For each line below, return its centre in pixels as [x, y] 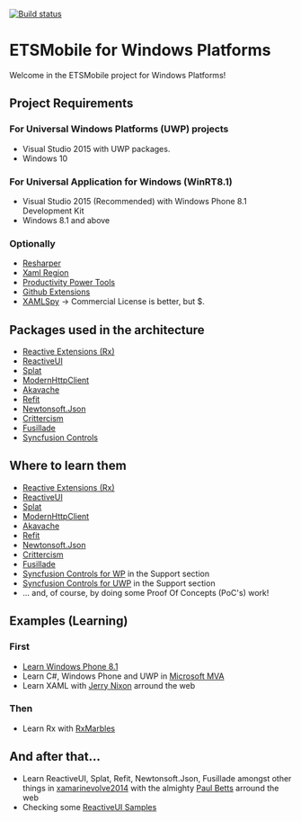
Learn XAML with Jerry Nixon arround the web [109, 685]
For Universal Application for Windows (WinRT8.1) [121, 182]
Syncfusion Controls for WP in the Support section [115, 573]
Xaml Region [45, 273]
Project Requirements [71, 104]
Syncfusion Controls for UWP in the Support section [119, 583]
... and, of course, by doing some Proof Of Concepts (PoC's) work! [146, 592]
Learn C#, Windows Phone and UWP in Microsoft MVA [123, 676]
